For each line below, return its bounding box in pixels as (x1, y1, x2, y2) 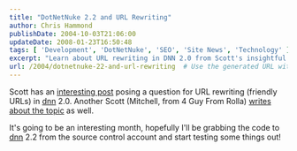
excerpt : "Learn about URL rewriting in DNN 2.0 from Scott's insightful (9, 54, 287, 63)
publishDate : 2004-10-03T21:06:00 (9, 29, 137, 38)
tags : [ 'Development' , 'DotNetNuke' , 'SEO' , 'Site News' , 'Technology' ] (9, 46, 291, 55)
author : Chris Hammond (9, 21, 93, 30)
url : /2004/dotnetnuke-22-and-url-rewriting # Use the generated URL (9, 63, 275, 72)
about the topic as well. (9, 105, 95, 116)
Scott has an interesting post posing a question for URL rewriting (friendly (9, 86, 278, 97)
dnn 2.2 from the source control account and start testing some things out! (9, 132, 281, 142)
